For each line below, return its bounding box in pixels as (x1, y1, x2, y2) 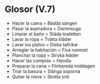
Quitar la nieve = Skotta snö (12, 73, 70, 79)
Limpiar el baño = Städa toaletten (12, 31, 81, 37)
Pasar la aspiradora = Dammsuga (12, 25, 81, 31)
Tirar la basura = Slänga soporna (12, 68, 80, 74)
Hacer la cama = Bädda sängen (12, 20, 77, 26)
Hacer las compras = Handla (12, 57, 71, 63)
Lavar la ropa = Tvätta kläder (12, 36, 72, 42)
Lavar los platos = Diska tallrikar (12, 41, 78, 47)
